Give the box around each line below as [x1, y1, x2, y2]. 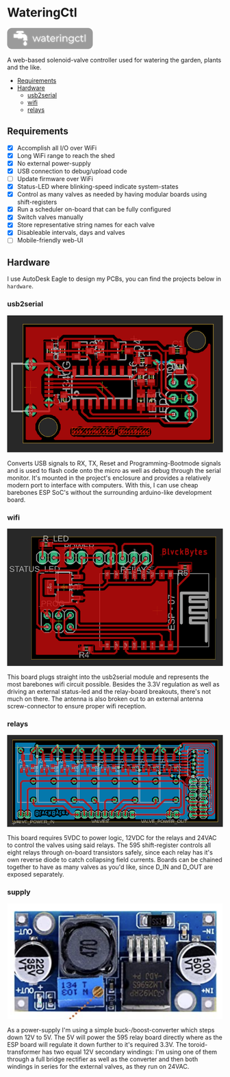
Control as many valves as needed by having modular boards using [16, 190, 207, 198]
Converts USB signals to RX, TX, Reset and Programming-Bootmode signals [7, 459, 221, 467]
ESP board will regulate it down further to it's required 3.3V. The [7, 1040, 187, 1048]
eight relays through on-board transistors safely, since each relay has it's [7, 848, 214, 857]
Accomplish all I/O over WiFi [16, 143, 97, 152]
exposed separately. [7, 870, 65, 879]
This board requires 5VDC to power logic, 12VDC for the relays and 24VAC [7, 834, 217, 842]
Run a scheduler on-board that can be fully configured [16, 205, 171, 213]
